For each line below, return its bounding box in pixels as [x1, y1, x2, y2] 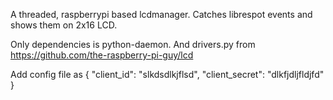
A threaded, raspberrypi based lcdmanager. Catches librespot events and [10, 9, 313, 20]
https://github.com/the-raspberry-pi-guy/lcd [10, 49, 194, 61]
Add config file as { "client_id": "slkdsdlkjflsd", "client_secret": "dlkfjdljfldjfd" [10, 69, 325, 80]
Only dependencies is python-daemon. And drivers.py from [10, 39, 256, 50]
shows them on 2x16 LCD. [10, 19, 118, 31]
